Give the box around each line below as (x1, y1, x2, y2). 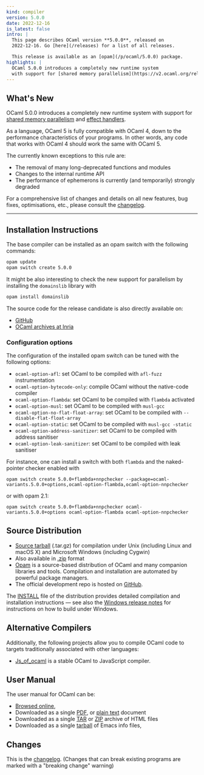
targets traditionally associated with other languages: (6, 645, 139, 652)
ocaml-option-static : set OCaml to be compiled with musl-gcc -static (15, 420, 192, 428)
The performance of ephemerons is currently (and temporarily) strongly (15, 177, 195, 184)
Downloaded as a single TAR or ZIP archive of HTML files (15, 716, 158, 723)
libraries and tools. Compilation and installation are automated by (15, 567, 178, 575)
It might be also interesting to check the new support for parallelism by (6, 276, 183, 283)
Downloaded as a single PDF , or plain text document (15, 709, 146, 716)
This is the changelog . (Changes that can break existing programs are (6, 756, 181, 763)
